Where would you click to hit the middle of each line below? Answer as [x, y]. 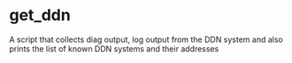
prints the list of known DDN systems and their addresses [114, 48]
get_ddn [40, 15]
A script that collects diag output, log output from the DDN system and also [146, 39]
